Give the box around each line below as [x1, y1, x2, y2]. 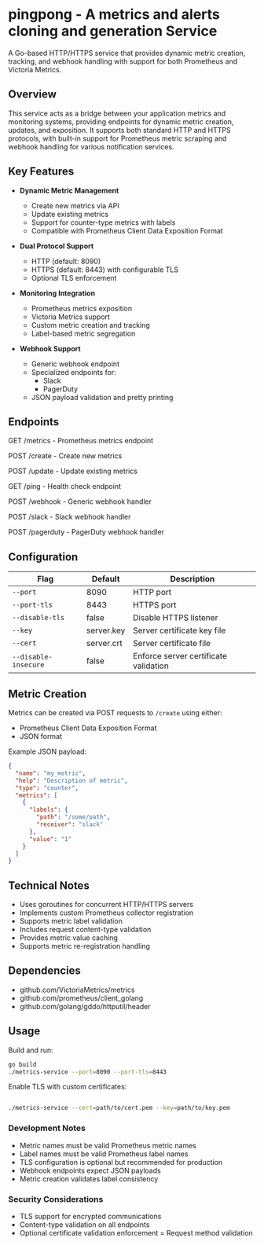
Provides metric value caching [19, 933, 118, 942]
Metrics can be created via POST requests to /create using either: [8, 708, 222, 717]
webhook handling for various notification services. [8, 141, 174, 151]
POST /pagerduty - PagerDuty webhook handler [8, 527, 165, 537]
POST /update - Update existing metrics [8, 466, 137, 476]
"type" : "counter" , [15, 784, 79, 791]
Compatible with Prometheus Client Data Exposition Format [31, 226, 224, 235]
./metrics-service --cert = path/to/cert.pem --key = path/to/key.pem [8, 1104, 230, 1112]
